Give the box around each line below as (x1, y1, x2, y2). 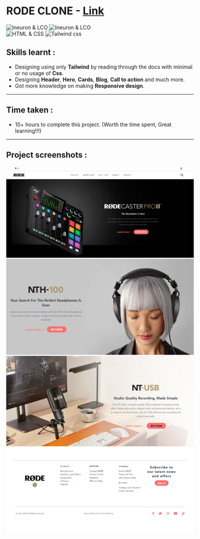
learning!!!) (14, 127, 42, 134)
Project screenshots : (6, 150, 87, 160)
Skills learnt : (6, 48, 55, 58)
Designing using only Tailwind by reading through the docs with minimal (14, 63, 193, 70)
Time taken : (6, 105, 54, 115)
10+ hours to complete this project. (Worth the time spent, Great (14, 121, 172, 128)
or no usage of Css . (14, 70, 64, 77)
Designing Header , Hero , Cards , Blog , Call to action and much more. (14, 76, 185, 83)
